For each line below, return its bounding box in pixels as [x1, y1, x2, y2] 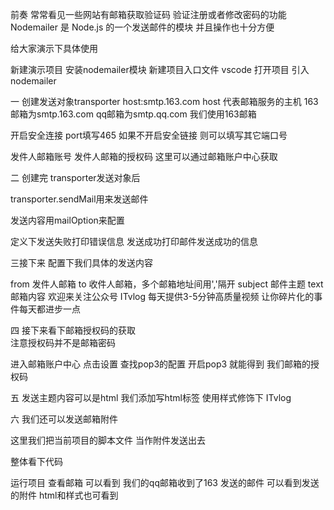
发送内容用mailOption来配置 [10, 214, 125, 226]
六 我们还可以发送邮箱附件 [10, 413, 118, 425]
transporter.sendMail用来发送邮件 [10, 193, 149, 205]
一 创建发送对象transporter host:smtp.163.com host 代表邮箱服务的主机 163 [10, 96, 319, 107]
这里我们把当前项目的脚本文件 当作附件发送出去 [10, 434, 206, 446]
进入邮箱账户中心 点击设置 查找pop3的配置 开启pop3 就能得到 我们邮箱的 [10, 358, 312, 370]
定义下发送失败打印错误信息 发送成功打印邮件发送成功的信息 [10, 236, 258, 247]
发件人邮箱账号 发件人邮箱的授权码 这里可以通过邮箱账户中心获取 [10, 151, 278, 162]
